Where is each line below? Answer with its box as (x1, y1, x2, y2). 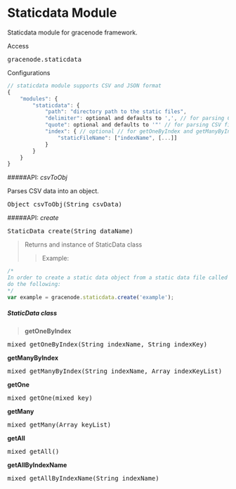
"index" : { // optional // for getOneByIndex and (44, 128, 193, 135)
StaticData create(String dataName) (7, 227, 133, 235)
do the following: (7, 281, 61, 288)
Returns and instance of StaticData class (24, 240, 143, 249)
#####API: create (7, 214, 59, 222)
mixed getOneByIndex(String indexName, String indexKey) (7, 340, 208, 348)
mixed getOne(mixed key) (7, 393, 93, 402)
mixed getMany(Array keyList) (7, 420, 112, 429)
